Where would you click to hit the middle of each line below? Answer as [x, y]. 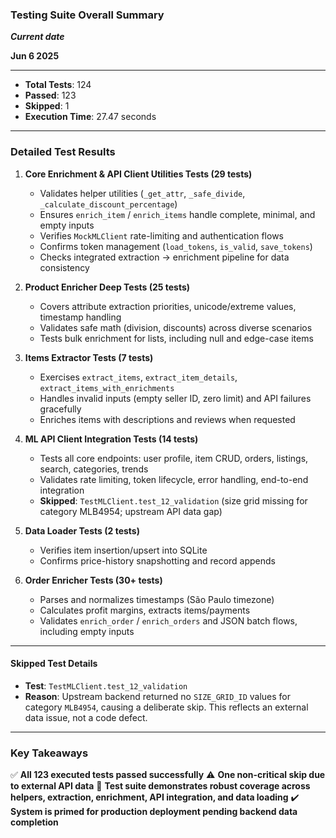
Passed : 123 [50, 95]
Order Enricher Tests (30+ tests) [93, 580]
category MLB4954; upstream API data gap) [131, 511]
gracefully [60, 409]
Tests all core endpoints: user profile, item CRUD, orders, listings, [174, 458]
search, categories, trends [94, 469]
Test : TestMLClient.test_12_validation [106, 685]
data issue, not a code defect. [86, 717]
